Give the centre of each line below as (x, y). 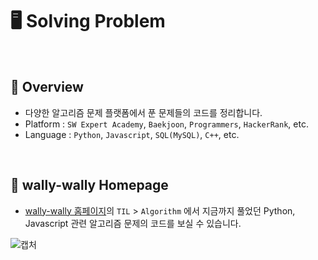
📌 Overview (47, 87)
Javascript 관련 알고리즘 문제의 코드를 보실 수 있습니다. (133, 223)
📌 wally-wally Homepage (89, 185)
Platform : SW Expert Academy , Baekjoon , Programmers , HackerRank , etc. (166, 124)
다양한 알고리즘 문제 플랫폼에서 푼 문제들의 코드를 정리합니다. (143, 112)
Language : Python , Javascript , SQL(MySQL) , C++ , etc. (132, 134)
